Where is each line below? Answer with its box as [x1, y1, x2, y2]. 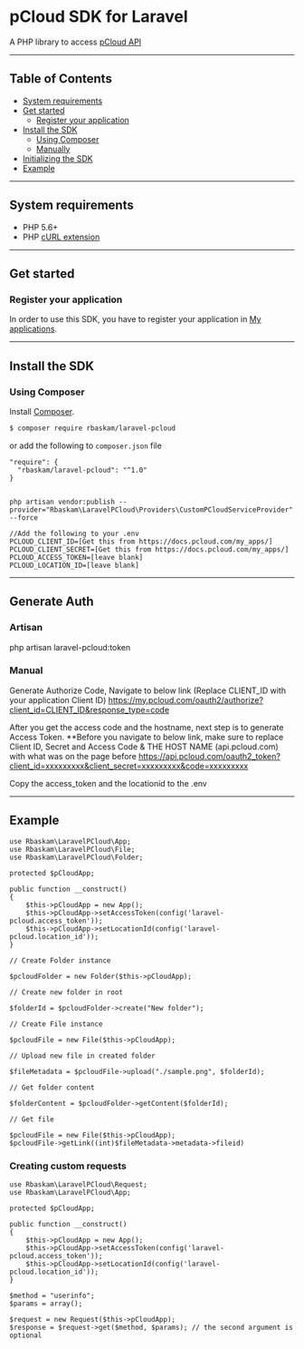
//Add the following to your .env [9, 529, 140, 538]
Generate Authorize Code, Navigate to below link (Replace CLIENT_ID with [9, 685, 287, 696]
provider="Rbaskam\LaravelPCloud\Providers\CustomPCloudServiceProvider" [9, 505, 294, 514]
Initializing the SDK [22, 152, 93, 164]
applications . [9, 324, 57, 335]
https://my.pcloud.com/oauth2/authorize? [108, 694, 264, 705]
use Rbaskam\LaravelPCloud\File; [9, 845, 136, 854]
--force [9, 513, 39, 523]
